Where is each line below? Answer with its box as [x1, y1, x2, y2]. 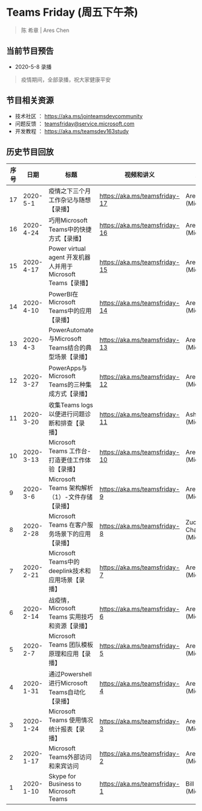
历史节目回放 [6, 147, 54, 157]
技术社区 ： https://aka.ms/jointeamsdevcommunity [14, 112, 143, 119]
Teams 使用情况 [48, 716, 93, 724]
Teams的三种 [48, 380, 86, 389]
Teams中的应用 [48, 307, 92, 315]
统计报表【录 [48, 725, 85, 733]
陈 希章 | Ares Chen [20, 27, 70, 34]
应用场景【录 [48, 576, 85, 584]
